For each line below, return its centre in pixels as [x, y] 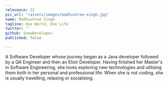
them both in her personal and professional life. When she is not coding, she [84, 72]
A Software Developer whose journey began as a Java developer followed [82, 56]
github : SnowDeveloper [29, 33]
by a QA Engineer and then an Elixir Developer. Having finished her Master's [84, 62]
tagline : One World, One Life [37, 24]
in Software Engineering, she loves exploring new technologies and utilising [83, 67]
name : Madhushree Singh [30, 19]
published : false [23, 38]
